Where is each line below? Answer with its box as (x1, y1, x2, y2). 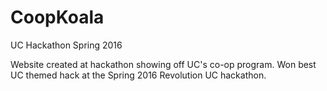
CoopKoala (10, 6, 105, 29)
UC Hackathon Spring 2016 (10, 39, 123, 51)
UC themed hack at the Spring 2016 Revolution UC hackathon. (10, 69, 267, 81)
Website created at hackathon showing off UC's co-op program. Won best (10, 58, 317, 70)
